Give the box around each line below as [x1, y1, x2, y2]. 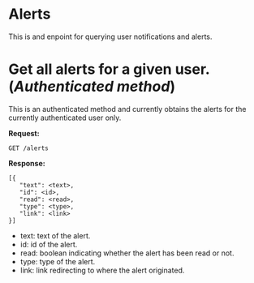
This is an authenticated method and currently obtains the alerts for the [8, 104, 247, 114]
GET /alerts [8, 144, 49, 152]
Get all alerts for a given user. [8, 60, 210, 79]
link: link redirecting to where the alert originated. [19, 265, 185, 275]
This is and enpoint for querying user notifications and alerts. [8, 32, 213, 41]
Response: [8, 158, 46, 168]
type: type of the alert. [19, 256, 96, 266]
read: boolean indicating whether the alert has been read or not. [19, 248, 235, 258]
